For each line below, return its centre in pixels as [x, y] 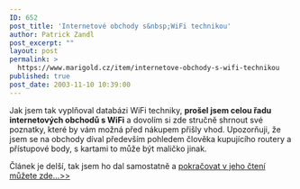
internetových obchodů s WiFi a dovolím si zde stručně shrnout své [136, 120]
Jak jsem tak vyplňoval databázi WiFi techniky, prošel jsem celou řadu [141, 110]
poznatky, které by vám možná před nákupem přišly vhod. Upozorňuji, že [145, 129]
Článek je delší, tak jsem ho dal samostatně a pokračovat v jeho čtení [137, 166]
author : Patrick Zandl [52, 34]
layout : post [34, 51]
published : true [40, 76]
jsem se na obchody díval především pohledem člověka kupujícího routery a [150, 139]
